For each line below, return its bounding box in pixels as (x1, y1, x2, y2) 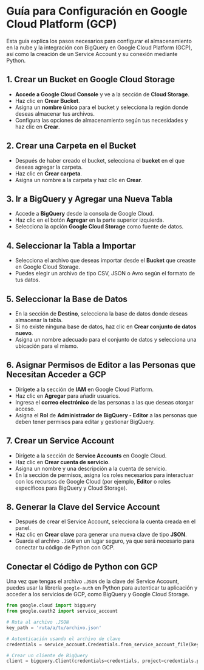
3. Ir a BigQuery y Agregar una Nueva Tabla (6, 194, 173, 204)
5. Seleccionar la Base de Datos (6, 294, 127, 304)
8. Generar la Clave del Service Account (6, 502, 160, 512)
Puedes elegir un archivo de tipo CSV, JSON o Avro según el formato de (15, 270, 195, 277)
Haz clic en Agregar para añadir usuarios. (15, 392, 120, 400)
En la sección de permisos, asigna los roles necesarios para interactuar (15, 471, 194, 479)
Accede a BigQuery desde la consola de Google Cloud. (15, 210, 154, 217)
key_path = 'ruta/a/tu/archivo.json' (6, 624, 102, 631)
